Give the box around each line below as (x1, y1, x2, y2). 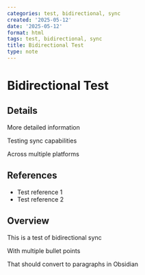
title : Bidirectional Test (7, 42, 84, 49)
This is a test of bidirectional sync (7, 233, 103, 241)
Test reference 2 (16, 195, 64, 203)
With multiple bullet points (7, 246, 81, 254)
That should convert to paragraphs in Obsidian (7, 260, 139, 268)
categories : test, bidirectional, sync (7, 10, 121, 17)
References (7, 169, 57, 182)
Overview (7, 215, 50, 227)
